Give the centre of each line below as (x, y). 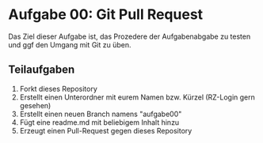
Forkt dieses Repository (58, 88)
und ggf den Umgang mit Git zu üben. (70, 44)
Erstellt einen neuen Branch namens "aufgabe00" (101, 114)
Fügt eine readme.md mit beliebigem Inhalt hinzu (99, 122)
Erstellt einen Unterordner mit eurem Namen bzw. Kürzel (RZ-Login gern (137, 97)
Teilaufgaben (42, 70)
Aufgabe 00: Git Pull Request (106, 15)
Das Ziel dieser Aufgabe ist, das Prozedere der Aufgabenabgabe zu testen (130, 36)
